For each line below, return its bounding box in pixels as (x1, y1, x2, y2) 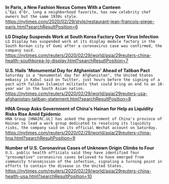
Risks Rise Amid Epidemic (5, 111, 61, 117)
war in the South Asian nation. (16, 86, 85, 91)
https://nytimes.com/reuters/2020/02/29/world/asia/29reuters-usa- (5, 90, 148, 97)
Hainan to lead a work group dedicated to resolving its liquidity (5, 121, 151, 126)
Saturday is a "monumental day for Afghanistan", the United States (5, 73, 153, 78)
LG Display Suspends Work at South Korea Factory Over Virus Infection (5, 34, 159, 39)
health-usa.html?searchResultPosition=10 (5, 173, 92, 179)
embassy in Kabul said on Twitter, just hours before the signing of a (5, 77, 160, 82)
